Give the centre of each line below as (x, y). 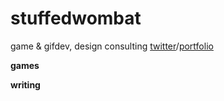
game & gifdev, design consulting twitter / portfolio (112, 46)
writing (25, 84)
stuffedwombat (76, 18)
